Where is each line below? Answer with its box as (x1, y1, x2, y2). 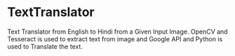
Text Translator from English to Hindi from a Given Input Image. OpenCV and (7, 27, 228, 36)
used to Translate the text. (7, 42, 83, 50)
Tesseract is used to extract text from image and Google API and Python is (7, 34, 223, 43)
